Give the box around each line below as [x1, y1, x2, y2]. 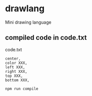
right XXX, [5, 69, 28, 74]
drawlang [5, 3, 45, 14]
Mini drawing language [5, 19, 52, 25]
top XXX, [5, 73, 23, 78]
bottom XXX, [5, 77, 30, 83]
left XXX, [5, 64, 26, 69]
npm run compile [5, 86, 38, 91]
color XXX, [5, 60, 28, 65]
